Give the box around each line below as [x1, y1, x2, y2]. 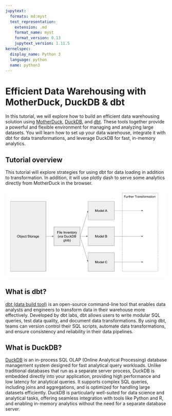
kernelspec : [5, 46, 31, 51]
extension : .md [14, 25, 47, 30]
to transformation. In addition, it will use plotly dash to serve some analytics [5, 175, 165, 181]
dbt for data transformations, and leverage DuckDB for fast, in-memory [5, 135, 156, 141]
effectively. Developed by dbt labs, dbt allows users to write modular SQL [5, 312, 161, 318]
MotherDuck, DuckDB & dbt [5, 96, 125, 108]
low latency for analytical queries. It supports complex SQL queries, [5, 378, 149, 385]
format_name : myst [14, 30, 54, 35]
